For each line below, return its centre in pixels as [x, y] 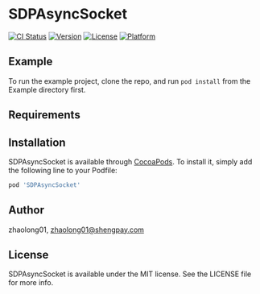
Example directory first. [47, 89]
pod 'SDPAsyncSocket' [45, 185]
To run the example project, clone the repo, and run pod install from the [130, 81]
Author [26, 210]
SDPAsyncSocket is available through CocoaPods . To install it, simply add [130, 161]
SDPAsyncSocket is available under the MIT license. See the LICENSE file [130, 274]
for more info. [31, 283]
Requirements [44, 115]
